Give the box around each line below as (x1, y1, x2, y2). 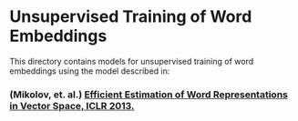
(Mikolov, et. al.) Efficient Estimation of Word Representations (9, 88, 289, 101)
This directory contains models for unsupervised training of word (9, 55, 254, 66)
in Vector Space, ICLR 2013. (9, 99, 135, 112)
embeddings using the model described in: (9, 66, 170, 76)
